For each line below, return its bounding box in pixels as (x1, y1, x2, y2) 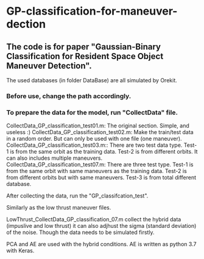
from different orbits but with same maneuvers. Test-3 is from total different (6, 174, 197, 181)
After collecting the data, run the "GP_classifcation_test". (6, 192, 149, 199)
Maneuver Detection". (6, 60, 93, 71)
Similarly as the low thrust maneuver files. (6, 204, 111, 211)
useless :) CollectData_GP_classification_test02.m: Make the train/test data (6, 129, 194, 136)
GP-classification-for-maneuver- (6, 4, 178, 18)
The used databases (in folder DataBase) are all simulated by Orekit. (6, 77, 178, 83)
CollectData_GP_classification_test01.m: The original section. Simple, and (6, 122, 190, 129)
